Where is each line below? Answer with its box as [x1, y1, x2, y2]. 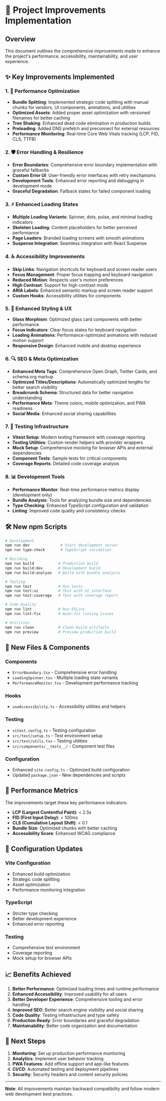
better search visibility [12, 384, 58, 390]
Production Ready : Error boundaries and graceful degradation [12, 1017, 140, 1023]
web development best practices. [5, 1091, 73, 1097]
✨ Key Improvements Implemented [5, 73, 115, 81]
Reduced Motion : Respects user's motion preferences [12, 276, 124, 282]
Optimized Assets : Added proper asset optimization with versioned [12, 109, 150, 116]
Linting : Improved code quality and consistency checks [12, 507, 126, 513]
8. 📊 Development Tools [5, 474, 65, 481]
